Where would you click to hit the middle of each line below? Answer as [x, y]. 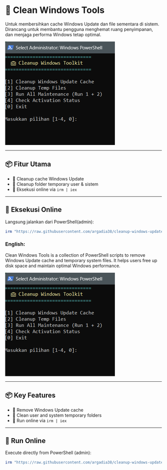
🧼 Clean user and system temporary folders [57, 415]
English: [15, 244]
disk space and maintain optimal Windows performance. [63, 266]
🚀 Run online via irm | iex [40, 420]
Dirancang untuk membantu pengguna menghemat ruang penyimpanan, [79, 29]
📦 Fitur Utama [28, 164]
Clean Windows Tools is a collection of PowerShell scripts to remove [75, 255]
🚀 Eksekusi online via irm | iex [44, 189]
